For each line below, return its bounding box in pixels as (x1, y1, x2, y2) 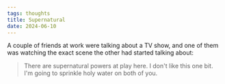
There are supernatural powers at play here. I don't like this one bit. (23, 62, 213, 70)
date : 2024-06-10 (7, 23, 57, 29)
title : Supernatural (7, 16, 66, 23)
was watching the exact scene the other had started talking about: (7, 48, 194, 57)
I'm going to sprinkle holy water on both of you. (23, 69, 158, 77)
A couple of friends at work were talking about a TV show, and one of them (7, 42, 219, 50)
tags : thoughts (7, 10, 51, 17)
